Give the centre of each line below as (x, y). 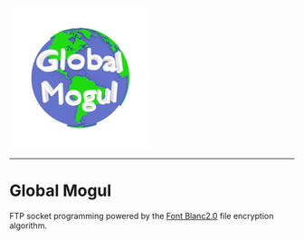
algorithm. (28, 226)
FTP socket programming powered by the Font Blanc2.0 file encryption (142, 216)
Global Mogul (61, 191)
